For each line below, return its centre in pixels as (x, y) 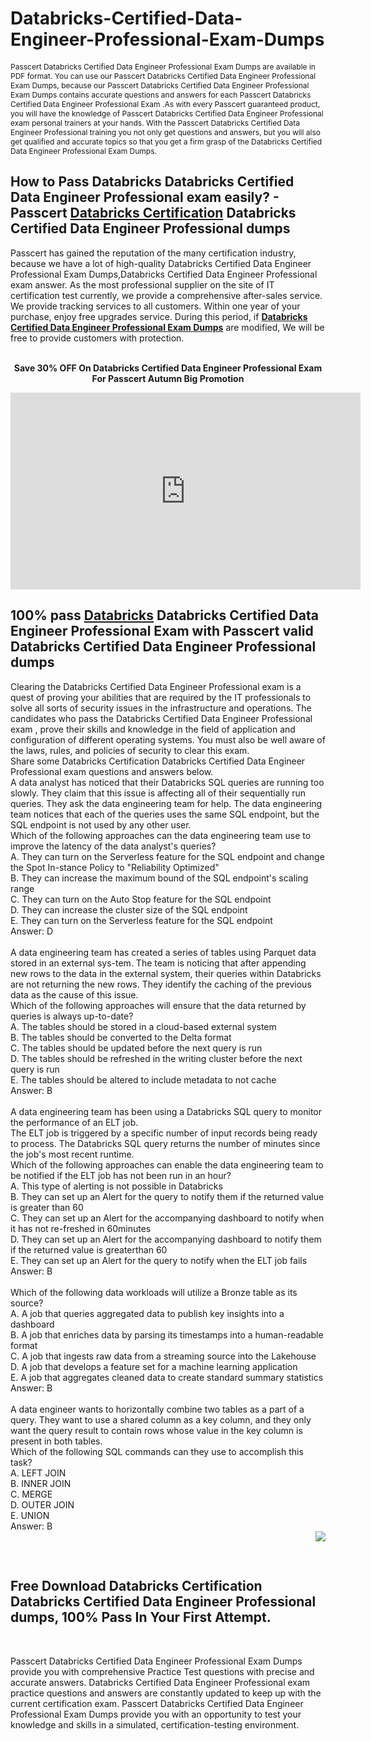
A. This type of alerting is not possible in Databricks (116, 1186)
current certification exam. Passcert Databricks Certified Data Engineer (157, 1703)
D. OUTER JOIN (42, 1504)
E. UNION (30, 1515)
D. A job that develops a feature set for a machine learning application (154, 1366)
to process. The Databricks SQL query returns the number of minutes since (165, 1143)
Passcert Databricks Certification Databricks (153, 213)
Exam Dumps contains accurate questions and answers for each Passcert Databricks (161, 94)
